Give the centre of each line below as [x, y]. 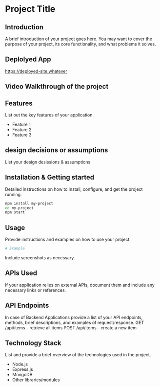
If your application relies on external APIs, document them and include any [80, 285]
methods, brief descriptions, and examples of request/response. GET [75, 322]
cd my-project [20, 208]
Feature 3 [22, 135]
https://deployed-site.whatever [36, 71]
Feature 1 [21, 125]
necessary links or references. [36, 290]
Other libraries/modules [36, 380]
